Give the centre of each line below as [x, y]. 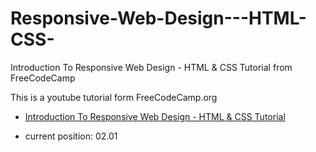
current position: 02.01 [71, 136]
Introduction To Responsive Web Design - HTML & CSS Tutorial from [151, 67]
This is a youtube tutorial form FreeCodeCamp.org [114, 97]
